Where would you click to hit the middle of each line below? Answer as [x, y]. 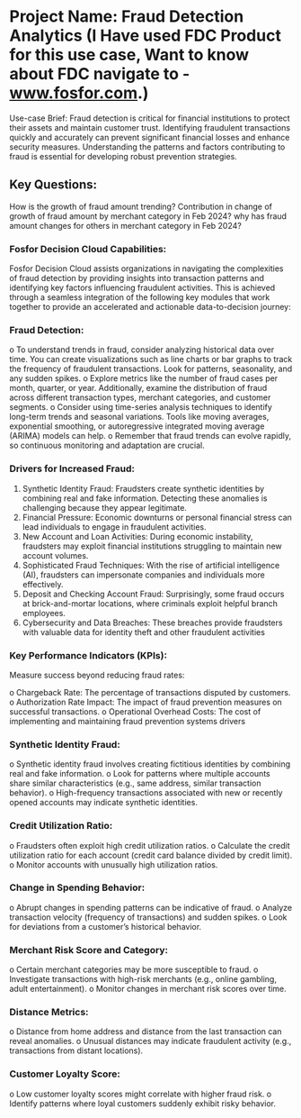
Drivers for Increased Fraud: [72, 468]
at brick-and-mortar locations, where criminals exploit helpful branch [150, 603]
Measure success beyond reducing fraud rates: [97, 675]
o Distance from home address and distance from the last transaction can [146, 1032]
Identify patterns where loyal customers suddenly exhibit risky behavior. [143, 1103]
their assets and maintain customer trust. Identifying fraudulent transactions [150, 127]
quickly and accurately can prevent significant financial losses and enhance [150, 137]
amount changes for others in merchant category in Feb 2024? [126, 225]
